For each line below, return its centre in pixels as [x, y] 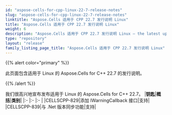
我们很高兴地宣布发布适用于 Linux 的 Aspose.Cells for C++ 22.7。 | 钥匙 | [81, 94]
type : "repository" [26, 39]
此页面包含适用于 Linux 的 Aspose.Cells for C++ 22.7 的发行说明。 [75, 73]
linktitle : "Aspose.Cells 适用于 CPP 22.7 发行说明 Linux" [67, 19]
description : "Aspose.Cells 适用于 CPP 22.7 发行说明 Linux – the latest [83, 34]
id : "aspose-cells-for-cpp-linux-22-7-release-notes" [64, 10]
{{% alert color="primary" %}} [37, 62]
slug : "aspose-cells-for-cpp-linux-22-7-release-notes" [66, 15]
